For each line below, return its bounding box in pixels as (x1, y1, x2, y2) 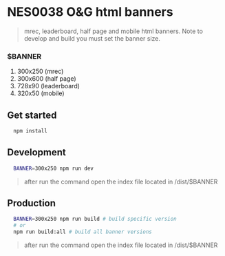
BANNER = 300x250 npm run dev (13, 165, 94, 172)
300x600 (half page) (17, 75, 77, 83)
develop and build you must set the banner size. (23, 34, 160, 42)
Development (7, 146, 67, 159)
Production (7, 197, 56, 209)
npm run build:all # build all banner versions (13, 228, 153, 235)
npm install (13, 128, 48, 135)
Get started (7, 109, 57, 121)
